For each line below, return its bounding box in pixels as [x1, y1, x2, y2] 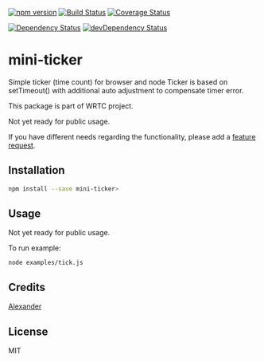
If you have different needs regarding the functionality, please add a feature [8, 132, 256, 141]
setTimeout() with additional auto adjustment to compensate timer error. [8, 85, 244, 95]
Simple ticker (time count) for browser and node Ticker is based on [8, 77, 228, 87]
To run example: [8, 243, 61, 253]
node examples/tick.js [8, 259, 83, 267]
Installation [8, 163, 65, 177]
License [8, 325, 49, 338]
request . [8, 140, 36, 150]
